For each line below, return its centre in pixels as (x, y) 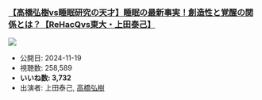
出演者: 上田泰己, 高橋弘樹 (62, 88)
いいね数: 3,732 (45, 78)
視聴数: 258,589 (46, 68)
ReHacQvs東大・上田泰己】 (102, 24)
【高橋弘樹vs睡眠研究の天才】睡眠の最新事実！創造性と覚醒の (127, 12)
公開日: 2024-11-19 (50, 58)
